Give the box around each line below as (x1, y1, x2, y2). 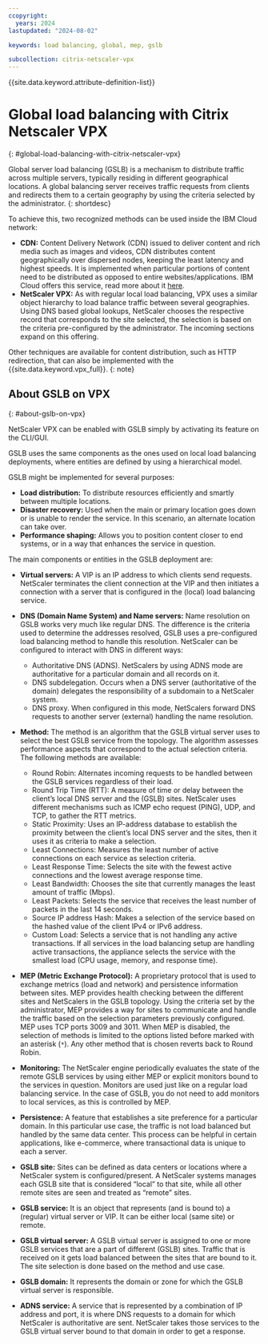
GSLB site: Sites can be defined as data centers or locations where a (19, 1162, 247, 1172)
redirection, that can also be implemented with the (8, 356, 174, 365)
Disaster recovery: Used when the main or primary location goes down (19, 505, 256, 514)
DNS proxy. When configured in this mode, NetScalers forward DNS (31, 702, 256, 713)
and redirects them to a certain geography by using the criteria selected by (8, 190, 255, 200)
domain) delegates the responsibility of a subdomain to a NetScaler (31, 686, 254, 695)
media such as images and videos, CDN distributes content (19, 247, 216, 256)
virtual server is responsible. (19, 1285, 114, 1294)
